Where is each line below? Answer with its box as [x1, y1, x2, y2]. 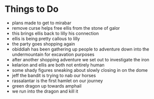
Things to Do [4, 3, 59, 15]
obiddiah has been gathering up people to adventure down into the [11, 46, 150, 52]
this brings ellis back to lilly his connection [11, 30, 99, 36]
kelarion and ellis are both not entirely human [11, 62, 105, 68]
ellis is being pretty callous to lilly [11, 36, 80, 42]
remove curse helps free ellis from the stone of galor [11, 25, 120, 31]
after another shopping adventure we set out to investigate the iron [11, 56, 150, 62]
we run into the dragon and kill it [11, 88, 78, 94]
